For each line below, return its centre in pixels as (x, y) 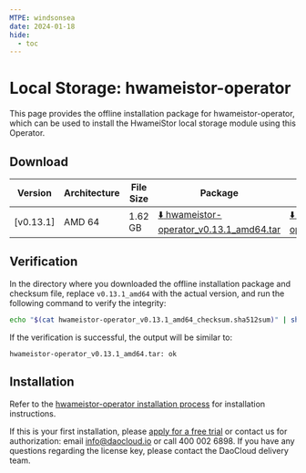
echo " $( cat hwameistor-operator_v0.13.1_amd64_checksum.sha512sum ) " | (148, 320)
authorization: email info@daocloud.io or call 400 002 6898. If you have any (152, 441)
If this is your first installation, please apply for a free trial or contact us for (148, 431)
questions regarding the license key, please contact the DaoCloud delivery (149, 450)
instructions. (33, 413)
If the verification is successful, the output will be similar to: (121, 337)
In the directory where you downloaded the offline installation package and (150, 283)
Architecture (92, 193)
